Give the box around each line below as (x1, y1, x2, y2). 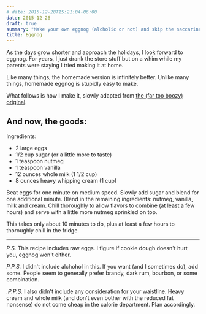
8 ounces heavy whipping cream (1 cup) (15, 177, 117, 184)
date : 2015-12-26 (6, 15, 51, 21)
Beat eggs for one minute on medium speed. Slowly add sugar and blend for (6, 188, 199, 196)
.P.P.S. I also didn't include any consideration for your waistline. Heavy (6, 288, 185, 295)
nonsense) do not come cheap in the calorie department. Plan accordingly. (6, 301, 196, 308)
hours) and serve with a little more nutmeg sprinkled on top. (6, 208, 158, 215)
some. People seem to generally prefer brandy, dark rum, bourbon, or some (6, 269, 198, 277)
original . (6, 99, 27, 106)
